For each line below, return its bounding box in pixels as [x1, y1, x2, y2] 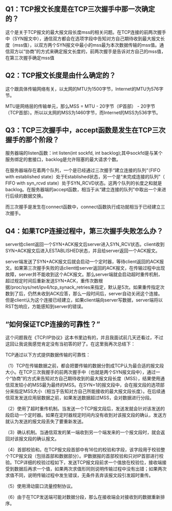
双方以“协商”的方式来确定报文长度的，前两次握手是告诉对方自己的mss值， [9, 48, 166, 54]
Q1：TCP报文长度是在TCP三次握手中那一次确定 [5, 5, 155, 14]
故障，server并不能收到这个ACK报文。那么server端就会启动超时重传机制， [5, 271, 163, 278]
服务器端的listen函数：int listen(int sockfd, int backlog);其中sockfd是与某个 [5, 150, 163, 156]
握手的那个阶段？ [5, 135, 59, 145]
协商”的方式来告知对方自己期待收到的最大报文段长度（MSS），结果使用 [12, 376, 160, 382]
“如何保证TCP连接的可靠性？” [5, 320, 100, 329]
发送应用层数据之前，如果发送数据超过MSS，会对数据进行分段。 [18, 395, 155, 401]
